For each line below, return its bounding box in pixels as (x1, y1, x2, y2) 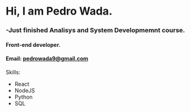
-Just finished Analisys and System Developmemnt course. (5, 26, 186, 35)
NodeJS (14, 86, 35, 94)
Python (14, 93, 33, 100)
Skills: (5, 68, 21, 75)
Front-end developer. (5, 41, 61, 48)
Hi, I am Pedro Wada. (5, 4, 113, 18)
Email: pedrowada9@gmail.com (5, 55, 89, 62)
